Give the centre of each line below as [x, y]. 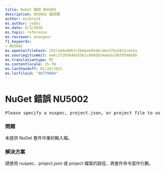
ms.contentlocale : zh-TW [30, 64]
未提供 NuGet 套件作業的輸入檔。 [39, 138]
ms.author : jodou [23, 23]
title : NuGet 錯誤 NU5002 [31, 10]
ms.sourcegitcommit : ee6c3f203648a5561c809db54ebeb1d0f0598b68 [71, 55]
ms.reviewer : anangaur [28, 37]
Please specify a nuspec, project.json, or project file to [79, 113]
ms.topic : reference [26, 32]
